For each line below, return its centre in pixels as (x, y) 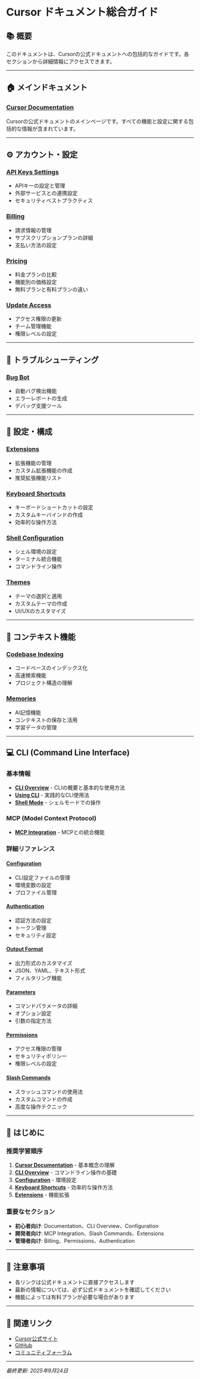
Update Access (29, 305)
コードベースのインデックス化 (51, 668)
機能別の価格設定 (36, 282)
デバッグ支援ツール (38, 406)
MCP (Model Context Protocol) (51, 819)
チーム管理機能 (33, 326)
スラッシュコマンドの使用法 (49, 1092)
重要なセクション (31, 1212)
